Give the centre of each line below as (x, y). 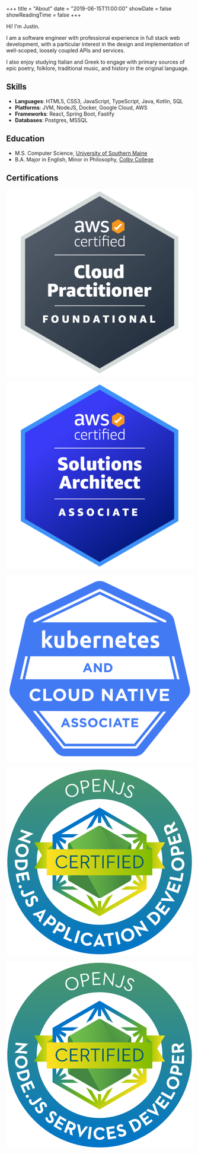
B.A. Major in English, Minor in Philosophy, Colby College (84, 159)
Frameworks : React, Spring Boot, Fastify (64, 114)
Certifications (32, 178)
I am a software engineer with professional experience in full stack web (93, 38)
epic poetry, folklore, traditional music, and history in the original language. (98, 68)
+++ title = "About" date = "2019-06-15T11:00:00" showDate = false (89, 9)
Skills (16, 87)
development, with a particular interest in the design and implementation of (98, 44)
